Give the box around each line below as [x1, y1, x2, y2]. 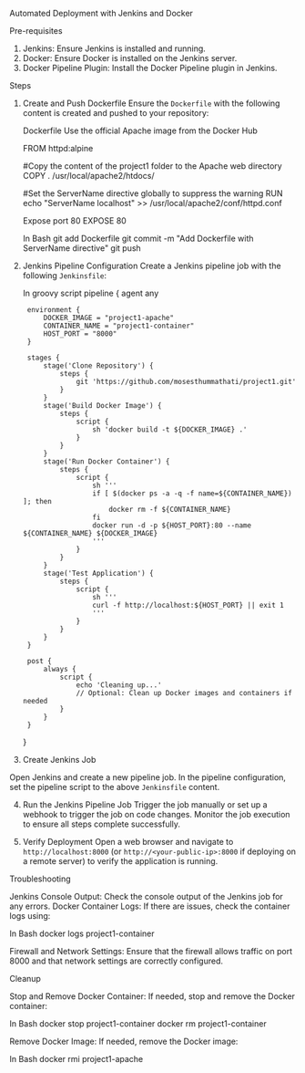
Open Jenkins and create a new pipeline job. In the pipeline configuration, [9, 772, 287, 783]
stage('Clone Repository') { [43, 361, 154, 370]
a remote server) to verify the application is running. [22, 856, 219, 866]
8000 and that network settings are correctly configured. [9, 955, 224, 966]
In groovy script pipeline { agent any [22, 287, 159, 298]
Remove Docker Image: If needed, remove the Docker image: [9, 1036, 239, 1047]
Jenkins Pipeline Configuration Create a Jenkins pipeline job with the [22, 260, 281, 271]
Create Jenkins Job [22, 755, 97, 765]
